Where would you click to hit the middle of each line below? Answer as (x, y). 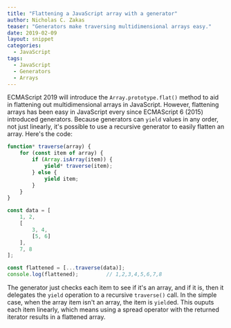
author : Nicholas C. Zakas (46, 20)
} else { (45, 172)
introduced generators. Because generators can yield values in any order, (113, 119)
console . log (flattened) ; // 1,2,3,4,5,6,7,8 (85, 274)
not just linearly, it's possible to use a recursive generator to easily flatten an (116, 127)
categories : (24, 46)
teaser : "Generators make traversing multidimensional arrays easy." (110, 26)
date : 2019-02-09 (32, 33)
